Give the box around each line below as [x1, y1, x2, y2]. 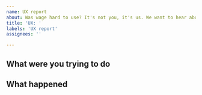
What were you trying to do [6, 58, 111, 69]
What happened [6, 79, 68, 89]
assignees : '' [6, 31, 42, 37]
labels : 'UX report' [6, 25, 58, 32]
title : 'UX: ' [6, 20, 42, 26]
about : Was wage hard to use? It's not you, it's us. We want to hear [6, 14, 187, 20]
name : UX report [6, 8, 47, 15]
